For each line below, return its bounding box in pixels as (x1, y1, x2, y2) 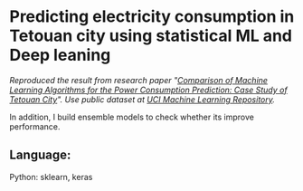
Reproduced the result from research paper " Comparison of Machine (9, 74, 269, 85)
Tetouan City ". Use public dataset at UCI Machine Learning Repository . (9, 93, 276, 105)
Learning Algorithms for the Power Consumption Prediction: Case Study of (9, 84, 288, 95)
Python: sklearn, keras (9, 171, 93, 182)
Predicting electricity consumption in (9, 6, 295, 27)
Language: (9, 148, 71, 163)
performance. (9, 120, 61, 132)
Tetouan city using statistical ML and (9, 25, 292, 46)
